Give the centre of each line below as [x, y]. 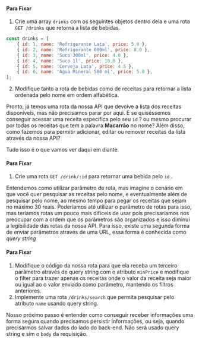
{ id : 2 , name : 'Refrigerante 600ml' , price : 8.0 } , [83, 50]
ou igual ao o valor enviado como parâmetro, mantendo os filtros [94, 284]
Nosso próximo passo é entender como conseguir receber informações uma [100, 314]
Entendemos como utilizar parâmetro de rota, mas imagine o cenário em [94, 188]
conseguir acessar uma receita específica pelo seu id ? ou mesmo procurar [99, 119]
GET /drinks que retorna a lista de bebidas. [67, 28]
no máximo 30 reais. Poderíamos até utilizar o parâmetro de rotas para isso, [99, 207]
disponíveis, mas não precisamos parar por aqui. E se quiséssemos [89, 113]
